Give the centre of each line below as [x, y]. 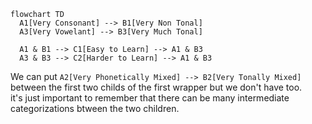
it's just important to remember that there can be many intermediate [150, 98]
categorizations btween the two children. [95, 108]
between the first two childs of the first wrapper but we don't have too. [156, 87]
